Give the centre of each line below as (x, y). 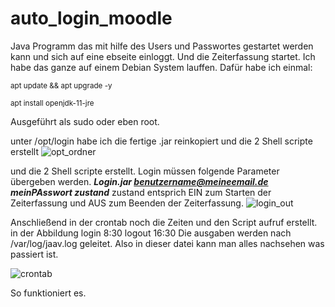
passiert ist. (34, 254)
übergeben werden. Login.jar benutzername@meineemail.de (139, 181)
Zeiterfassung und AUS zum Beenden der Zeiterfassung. (127, 203)
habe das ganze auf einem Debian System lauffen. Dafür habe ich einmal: (161, 67)
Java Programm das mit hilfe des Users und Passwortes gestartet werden (162, 46)
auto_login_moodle (91, 18)
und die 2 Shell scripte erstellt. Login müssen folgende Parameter (145, 171)
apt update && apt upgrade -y (61, 85)
